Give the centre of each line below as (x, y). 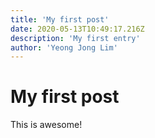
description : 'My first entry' (75, 38)
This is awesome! (46, 125)
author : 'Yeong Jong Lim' (64, 47)
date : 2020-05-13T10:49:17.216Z (77, 29)
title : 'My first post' (60, 19)
